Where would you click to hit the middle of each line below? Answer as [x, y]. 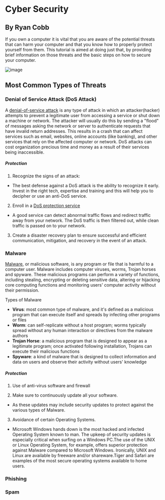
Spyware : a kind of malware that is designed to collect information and [84, 356]
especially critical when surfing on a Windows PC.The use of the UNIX [83, 439]
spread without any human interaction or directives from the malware [82, 330]
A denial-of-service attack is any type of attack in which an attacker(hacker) [82, 110]
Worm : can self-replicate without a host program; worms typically [79, 325]
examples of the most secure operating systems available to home [80, 460]
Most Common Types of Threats [56, 85]
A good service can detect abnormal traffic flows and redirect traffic [82, 215]
